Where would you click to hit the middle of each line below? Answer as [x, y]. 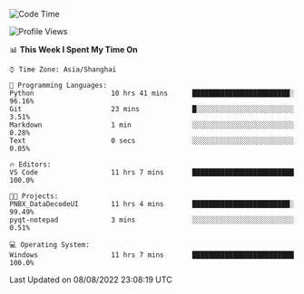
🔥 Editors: [30, 165]
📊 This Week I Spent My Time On [74, 49]
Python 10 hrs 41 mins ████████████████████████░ [152, 93]
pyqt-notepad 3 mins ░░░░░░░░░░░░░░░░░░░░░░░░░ [152, 220]
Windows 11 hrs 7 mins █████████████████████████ [152, 255]
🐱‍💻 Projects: [34, 196]
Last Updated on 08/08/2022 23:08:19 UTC [91, 280]
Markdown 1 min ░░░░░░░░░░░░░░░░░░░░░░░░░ [152, 125]
